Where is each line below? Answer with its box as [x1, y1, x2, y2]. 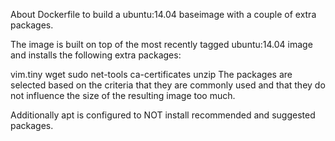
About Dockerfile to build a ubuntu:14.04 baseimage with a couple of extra [10, 9, 317, 20]
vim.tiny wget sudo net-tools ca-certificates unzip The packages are [10, 69, 293, 80]
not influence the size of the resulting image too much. [10, 90, 236, 101]
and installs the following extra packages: [10, 49, 182, 61]
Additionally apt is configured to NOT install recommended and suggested [10, 109, 316, 121]
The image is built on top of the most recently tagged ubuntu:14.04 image [10, 39, 313, 50]
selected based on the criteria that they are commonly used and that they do [10, 79, 326, 91]
